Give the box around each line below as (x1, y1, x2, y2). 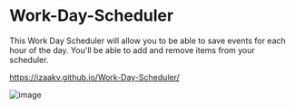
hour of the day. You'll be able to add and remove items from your (9, 44, 256, 55)
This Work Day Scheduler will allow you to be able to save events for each (9, 35, 286, 46)
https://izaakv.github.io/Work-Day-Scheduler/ (9, 71, 180, 82)
